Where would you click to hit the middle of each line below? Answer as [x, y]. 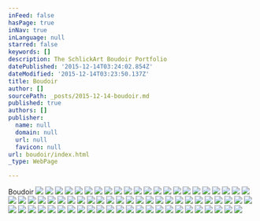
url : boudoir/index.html [49, 154]
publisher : [26, 118]
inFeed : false [32, 15]
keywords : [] [30, 52]
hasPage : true [32, 23]
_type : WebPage [33, 162]
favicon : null [38, 147]
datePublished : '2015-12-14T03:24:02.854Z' [81, 67]
